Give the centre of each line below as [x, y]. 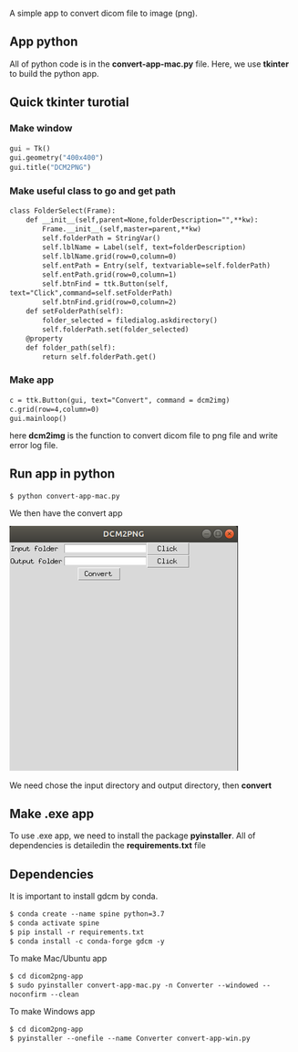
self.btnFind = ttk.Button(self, [106, 284]
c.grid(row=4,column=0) [55, 409]
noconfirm [28, 994]
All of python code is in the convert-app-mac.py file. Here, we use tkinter [149, 64]
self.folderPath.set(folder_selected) [116, 330]
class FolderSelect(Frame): [63, 211]
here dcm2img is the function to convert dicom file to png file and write [144, 435]
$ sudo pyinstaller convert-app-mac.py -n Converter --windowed [134, 985]
